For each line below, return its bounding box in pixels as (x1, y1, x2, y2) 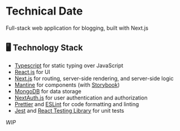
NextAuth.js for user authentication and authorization (14, 94, 148, 101)
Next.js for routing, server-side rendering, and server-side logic (14, 75, 174, 82)
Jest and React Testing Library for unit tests (14, 107, 125, 114)
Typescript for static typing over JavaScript (14, 62, 123, 69)
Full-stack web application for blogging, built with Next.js (5, 24, 148, 32)
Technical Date (5, 4, 83, 18)
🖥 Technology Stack (5, 42, 83, 53)
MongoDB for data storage (14, 87, 81, 95)
